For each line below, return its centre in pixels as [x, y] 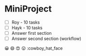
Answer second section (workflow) [46, 39]
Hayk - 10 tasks [27, 28]
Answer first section [31, 33]
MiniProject [28, 9]
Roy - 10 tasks [26, 22]
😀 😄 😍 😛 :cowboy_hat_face [34, 48]
